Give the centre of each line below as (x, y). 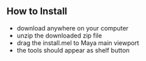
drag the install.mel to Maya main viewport (78, 43)
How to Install (37, 11)
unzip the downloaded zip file (59, 35)
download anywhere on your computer (72, 28)
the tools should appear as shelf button (73, 50)
